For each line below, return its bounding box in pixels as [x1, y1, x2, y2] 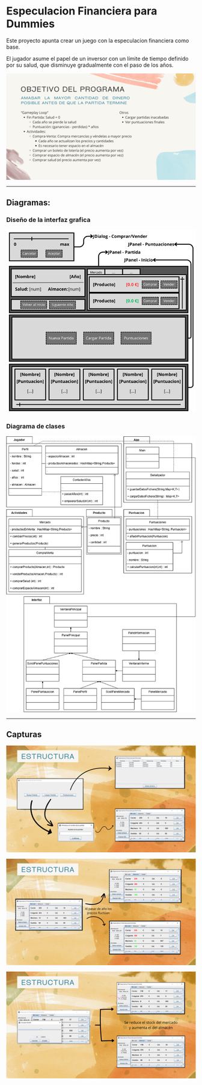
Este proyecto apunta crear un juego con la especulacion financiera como [6, 37, 189, 44]
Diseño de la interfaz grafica [6, 215, 91, 224]
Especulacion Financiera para [6, 4, 158, 18]
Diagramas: [6, 197, 50, 208]
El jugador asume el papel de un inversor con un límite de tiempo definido [6, 55, 189, 62]
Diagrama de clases [6, 422, 65, 431]
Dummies [6, 17, 55, 31]
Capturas [6, 729, 42, 740]
